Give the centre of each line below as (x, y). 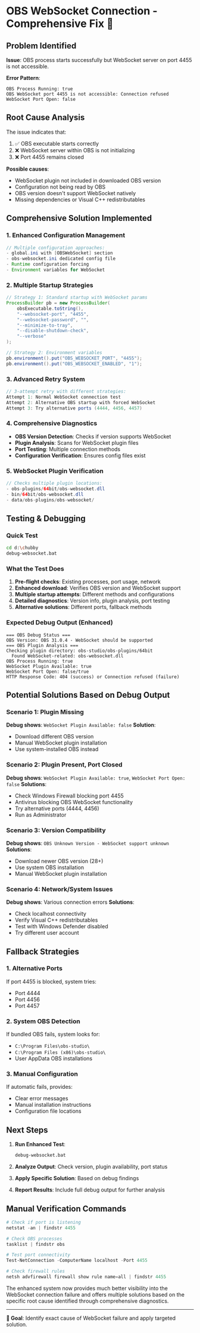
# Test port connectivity (38, 1255)
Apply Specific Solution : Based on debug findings (77, 1178)
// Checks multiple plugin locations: (54, 484)
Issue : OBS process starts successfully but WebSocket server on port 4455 (99, 60)
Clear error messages (41, 1098)
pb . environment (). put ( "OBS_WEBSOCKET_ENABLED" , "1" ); (74, 364)
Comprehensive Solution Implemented (79, 218)
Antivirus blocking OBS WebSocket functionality (74, 802)
